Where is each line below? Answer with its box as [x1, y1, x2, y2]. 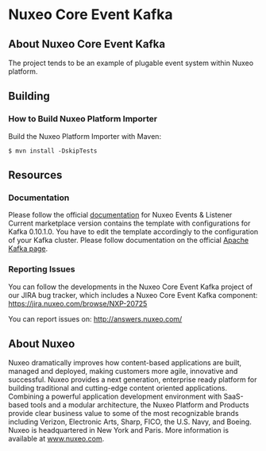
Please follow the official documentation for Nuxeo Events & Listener [8, 210, 233, 220]
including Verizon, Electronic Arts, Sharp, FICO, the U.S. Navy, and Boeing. [8, 417, 252, 426]
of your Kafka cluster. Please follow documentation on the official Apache [8, 236, 249, 245]
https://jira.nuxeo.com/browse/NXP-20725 [8, 299, 148, 308]
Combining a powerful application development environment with [8, 391, 222, 402]
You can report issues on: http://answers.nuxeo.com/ [8, 314, 183, 323]
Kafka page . [8, 244, 48, 253]
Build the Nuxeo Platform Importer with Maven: [8, 131, 161, 141]
